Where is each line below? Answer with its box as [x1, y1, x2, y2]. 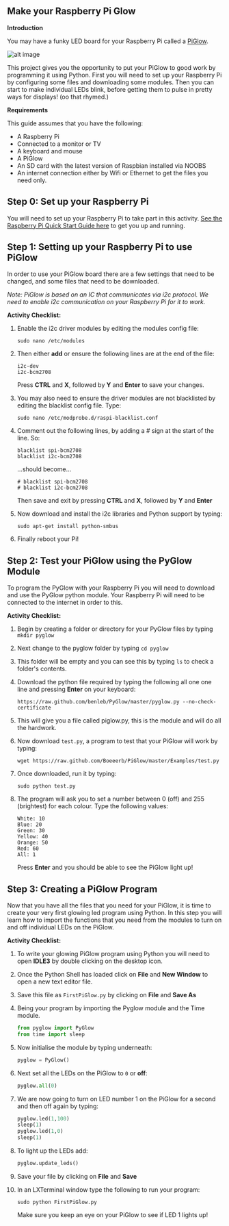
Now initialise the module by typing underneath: [16, 1043, 152, 1051]
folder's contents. [16, 664, 67, 673]
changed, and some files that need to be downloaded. [7, 277, 159, 286]
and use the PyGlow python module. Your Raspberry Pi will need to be [7, 591, 205, 599]
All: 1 [16, 851, 36, 858]
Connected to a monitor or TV [16, 140, 101, 148]
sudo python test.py [16, 783, 76, 790]
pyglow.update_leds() [16, 1160, 79, 1167]
